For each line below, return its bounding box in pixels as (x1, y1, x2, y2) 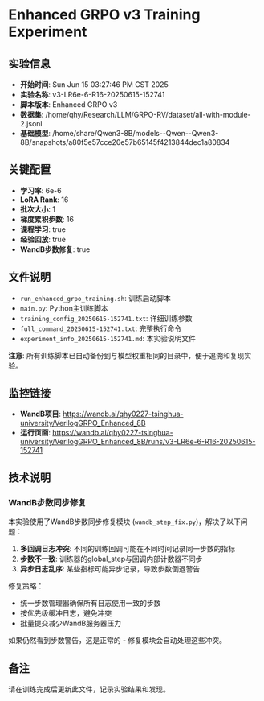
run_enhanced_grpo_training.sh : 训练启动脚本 (19, 293, 171, 303)
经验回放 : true (19, 234, 67, 244)
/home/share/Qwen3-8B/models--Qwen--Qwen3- (51, 129, 219, 138)
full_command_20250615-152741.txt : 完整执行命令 (19, 324, 182, 333)
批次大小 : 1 (19, 204, 56, 214)
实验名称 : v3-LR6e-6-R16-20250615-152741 (19, 90, 165, 99)
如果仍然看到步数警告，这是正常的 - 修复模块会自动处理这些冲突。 (8, 636, 227, 645)
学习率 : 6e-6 (19, 185, 62, 195)
